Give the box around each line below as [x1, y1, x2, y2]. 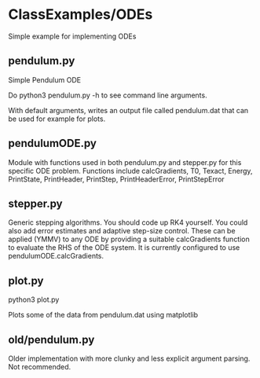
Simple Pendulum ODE [8, 75, 81, 84]
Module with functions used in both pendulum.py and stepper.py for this [8, 157, 242, 167]
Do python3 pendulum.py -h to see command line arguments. [8, 90, 207, 100]
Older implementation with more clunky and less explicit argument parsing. [8, 354, 251, 363]
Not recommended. [8, 362, 71, 371]
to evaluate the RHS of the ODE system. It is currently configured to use [8, 243, 240, 252]
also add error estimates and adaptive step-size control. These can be [8, 226, 236, 236]
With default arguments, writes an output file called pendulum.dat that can [8, 105, 249, 115]
